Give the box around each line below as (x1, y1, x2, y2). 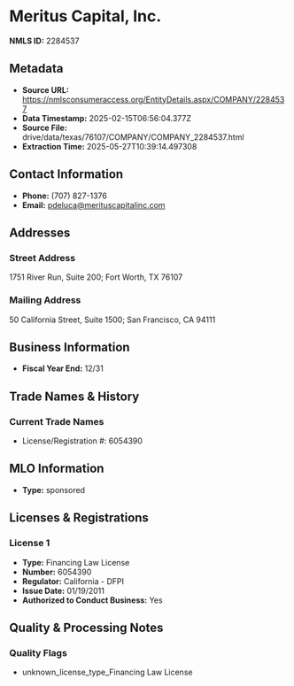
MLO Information (9, 461, 104, 476)
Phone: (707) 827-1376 (21, 190, 108, 201)
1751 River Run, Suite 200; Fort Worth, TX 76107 (9, 272, 183, 282)
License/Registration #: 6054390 (21, 435, 143, 446)
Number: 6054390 (21, 567, 92, 577)
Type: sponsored (21, 484, 86, 495)
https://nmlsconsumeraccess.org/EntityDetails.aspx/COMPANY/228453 (21, 94, 285, 104)
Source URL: (21, 84, 69, 95)
